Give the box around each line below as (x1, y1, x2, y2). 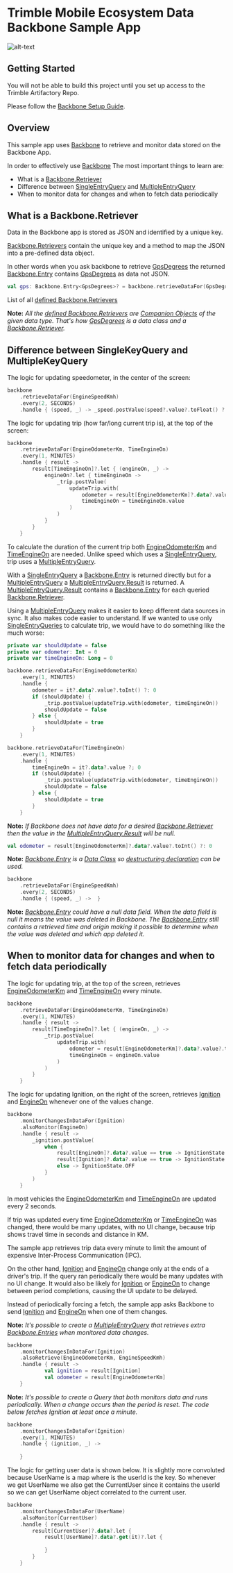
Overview (7, 122, 51, 134)
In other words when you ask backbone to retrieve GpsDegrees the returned (7, 263, 225, 271)
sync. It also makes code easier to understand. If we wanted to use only (7, 613, 213, 622)
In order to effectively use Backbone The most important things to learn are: (7, 161, 224, 169)
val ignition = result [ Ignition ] (44, 1367, 141, 1374)
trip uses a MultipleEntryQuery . (7, 557, 96, 565)
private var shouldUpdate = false (7, 642, 107, 649)
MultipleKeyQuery (7, 355, 88, 367)
